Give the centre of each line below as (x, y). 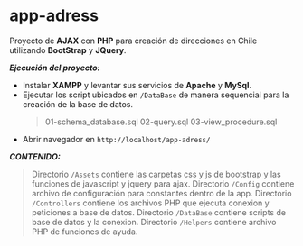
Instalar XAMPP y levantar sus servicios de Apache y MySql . (137, 85)
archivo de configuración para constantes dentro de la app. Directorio (161, 193)
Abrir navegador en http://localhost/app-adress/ (116, 139)
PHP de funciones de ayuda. (85, 232)
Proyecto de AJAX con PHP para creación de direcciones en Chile (133, 41)
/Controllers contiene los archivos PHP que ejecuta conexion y (150, 203)
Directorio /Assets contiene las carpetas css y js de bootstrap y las (156, 174)
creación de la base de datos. (78, 104)
